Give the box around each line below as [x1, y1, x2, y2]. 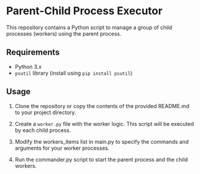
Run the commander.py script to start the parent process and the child [14, 156, 188, 163]
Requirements [6, 48, 60, 58]
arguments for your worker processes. [14, 144, 110, 151]
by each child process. [14, 126, 71, 134]
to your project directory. [14, 109, 76, 116]
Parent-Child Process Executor [6, 4, 163, 18]
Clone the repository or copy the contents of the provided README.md [14, 102, 190, 109]
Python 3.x [14, 63, 42, 70]
